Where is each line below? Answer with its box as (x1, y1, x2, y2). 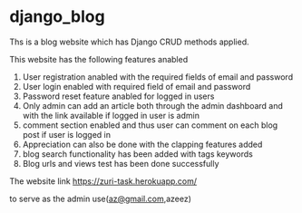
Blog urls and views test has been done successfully (22, 158, 219, 169)
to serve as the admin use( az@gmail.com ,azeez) (9, 193, 192, 204)
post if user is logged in (22, 129, 112, 140)
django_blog (9, 6, 106, 27)
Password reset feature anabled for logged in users (22, 91, 215, 102)
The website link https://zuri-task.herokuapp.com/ (9, 175, 198, 187)
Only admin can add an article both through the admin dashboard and (22, 100, 284, 111)
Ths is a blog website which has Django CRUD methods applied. (9, 36, 249, 47)
